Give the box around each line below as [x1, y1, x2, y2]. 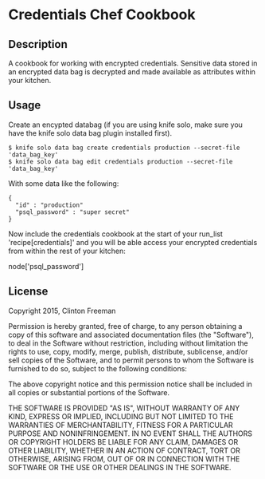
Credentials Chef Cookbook [8, 6, 197, 24]
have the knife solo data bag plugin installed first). [8, 128, 173, 137]
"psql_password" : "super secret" [15, 208, 130, 216]
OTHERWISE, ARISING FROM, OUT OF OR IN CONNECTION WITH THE [8, 453, 240, 464]
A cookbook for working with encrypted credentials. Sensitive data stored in [8, 58, 258, 68]
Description [8, 38, 68, 51]
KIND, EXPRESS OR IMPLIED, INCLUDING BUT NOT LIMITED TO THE [8, 411, 234, 421]
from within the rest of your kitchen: [8, 246, 126, 255]
